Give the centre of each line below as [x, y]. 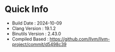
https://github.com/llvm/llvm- [80, 39]
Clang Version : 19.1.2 [34, 28]
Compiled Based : [30, 39]
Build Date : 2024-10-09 [37, 23]
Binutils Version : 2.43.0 [36, 33]
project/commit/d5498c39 [39, 44]
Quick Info [26, 9]
